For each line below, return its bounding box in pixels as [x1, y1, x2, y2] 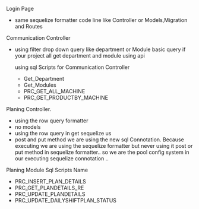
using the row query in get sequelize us [14, 130, 112, 137]
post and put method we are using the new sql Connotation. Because [14, 136, 184, 143]
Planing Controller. [6, 106, 52, 112]
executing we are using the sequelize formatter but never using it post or [14, 142, 193, 149]
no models [14, 123, 41, 130]
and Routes [14, 23, 43, 30]
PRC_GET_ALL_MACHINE [23, 88, 86, 94]
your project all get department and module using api [14, 52, 146, 59]
